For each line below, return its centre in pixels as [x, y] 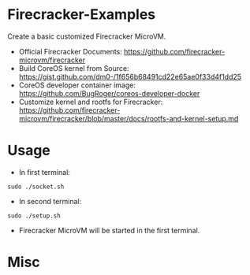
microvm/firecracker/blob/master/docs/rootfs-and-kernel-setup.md [129, 118]
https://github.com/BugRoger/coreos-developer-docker [109, 93]
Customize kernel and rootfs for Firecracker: [91, 102]
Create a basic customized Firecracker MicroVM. [87, 36]
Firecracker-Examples [82, 15]
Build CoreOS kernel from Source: [74, 68]
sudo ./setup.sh [34, 216]
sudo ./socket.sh [36, 187]
